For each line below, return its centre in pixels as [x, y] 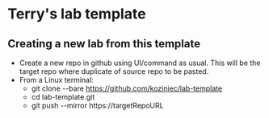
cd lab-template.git [63, 97]
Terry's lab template [77, 14]
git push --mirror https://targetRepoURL [97, 106]
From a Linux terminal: [56, 80]
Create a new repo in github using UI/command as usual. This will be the [140, 63]
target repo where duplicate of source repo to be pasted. [114, 71]
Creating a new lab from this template [104, 44]
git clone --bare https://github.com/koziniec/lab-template [127, 88]
